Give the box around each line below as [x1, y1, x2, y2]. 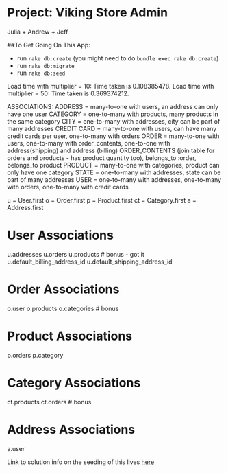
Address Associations [7, 422, 136, 437]
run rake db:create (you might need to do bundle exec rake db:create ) [16, 54, 219, 62]
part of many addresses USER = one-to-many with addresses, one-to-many [7, 175, 221, 183]
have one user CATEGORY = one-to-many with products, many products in [7, 110, 218, 118]
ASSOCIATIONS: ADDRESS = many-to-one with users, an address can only [7, 102, 219, 111]
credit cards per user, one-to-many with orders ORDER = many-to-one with [7, 132, 220, 140]
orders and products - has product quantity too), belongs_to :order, [7, 153, 197, 162]
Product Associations [7, 328, 133, 344]
